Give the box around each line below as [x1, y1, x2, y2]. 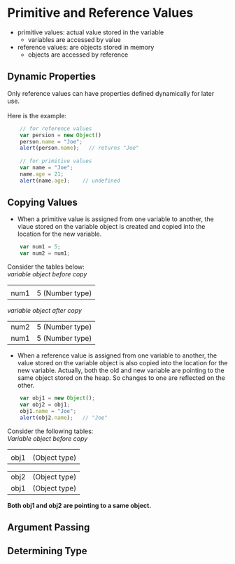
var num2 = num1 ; [20, 250, 71, 257]
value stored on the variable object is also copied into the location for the [17, 359, 229, 367]
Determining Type [7, 545, 87, 557]
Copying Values [7, 197, 78, 209]
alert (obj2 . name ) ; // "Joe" [20, 414, 108, 421]
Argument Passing [7, 521, 90, 533]
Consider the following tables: [7, 427, 94, 435]
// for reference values [20, 125, 92, 132]
